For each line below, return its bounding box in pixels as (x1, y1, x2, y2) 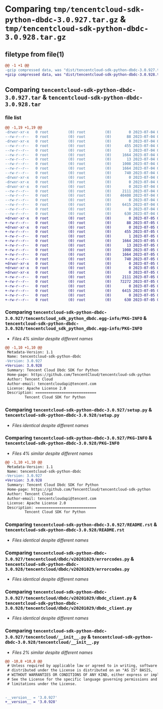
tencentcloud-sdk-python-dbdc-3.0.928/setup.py (5, 412, 120, 418)
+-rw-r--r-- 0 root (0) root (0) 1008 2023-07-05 (5, 247, 155, 252)
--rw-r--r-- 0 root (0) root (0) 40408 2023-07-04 (5, 193, 155, 198)
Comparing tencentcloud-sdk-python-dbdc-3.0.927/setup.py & (5, 407, 152, 413)
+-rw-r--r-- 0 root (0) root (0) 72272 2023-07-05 (5, 279, 155, 284)
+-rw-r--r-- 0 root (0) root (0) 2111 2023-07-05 (5, 275, 155, 280)
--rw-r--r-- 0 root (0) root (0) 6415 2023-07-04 (5, 202, 155, 207)
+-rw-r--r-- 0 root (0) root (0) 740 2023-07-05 (5, 257, 155, 261)
